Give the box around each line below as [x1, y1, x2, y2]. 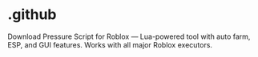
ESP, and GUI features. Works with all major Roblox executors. [7, 40, 213, 49]
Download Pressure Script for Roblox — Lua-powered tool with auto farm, [7, 32, 251, 41]
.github [7, 6, 57, 24]
